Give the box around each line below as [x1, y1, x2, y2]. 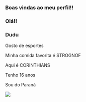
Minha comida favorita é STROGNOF [5, 53, 81, 59]
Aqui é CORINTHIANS [5, 62, 50, 68]
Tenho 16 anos [5, 72, 36, 78]
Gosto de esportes [5, 42, 44, 49]
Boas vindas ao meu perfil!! [5, 4, 74, 11]
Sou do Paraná [5, 82, 36, 88]
